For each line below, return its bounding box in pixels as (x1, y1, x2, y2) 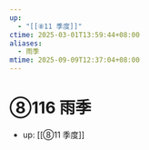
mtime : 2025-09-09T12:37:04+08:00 (9, 55, 141, 65)
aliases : (9, 38, 43, 48)
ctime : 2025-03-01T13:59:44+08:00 (9, 30, 141, 39)
